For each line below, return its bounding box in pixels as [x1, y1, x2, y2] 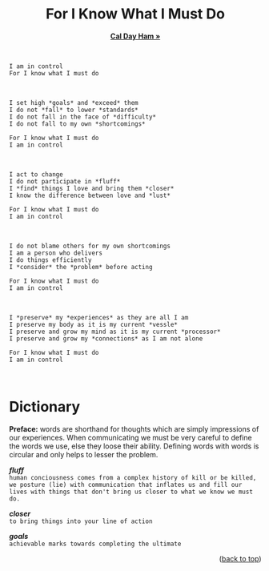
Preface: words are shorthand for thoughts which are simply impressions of [9, 424, 259, 433]
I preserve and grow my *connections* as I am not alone [9, 334, 203, 343]
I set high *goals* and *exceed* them [9, 99, 139, 107]
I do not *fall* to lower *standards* [9, 106, 139, 114]
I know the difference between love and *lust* [9, 191, 171, 199]
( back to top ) [219, 553, 262, 563]
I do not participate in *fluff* [9, 177, 121, 185]
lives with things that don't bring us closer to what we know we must [9, 488, 253, 496]
